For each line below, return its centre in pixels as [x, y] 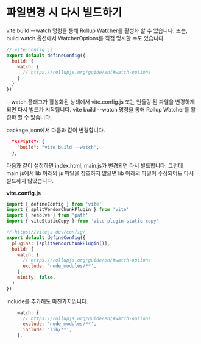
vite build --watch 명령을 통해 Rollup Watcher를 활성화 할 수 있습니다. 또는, [97, 30]
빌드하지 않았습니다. [30, 181]
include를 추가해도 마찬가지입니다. [47, 301]
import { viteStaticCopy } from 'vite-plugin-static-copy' [83, 221]
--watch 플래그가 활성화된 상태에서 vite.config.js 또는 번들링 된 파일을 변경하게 [100, 102]
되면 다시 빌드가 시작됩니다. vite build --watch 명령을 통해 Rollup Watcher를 [98, 109]
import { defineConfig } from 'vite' [54, 204]
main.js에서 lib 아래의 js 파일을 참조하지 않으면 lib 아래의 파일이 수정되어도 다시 [100, 173]
